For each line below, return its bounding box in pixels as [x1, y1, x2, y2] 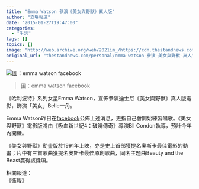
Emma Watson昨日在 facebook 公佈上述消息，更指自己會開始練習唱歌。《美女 [6, 115, 191, 122]
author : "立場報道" [6, 14, 51, 20]
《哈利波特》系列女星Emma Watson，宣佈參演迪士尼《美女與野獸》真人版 [6, 94, 187, 102]
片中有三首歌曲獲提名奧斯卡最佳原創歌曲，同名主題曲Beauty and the [16, 149, 184, 157]
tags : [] [6, 36, 28, 42]
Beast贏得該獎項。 [6, 157, 52, 164]
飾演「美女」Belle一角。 [16, 102, 76, 109]
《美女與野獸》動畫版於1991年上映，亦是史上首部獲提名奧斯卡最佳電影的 [6, 142, 183, 149]
